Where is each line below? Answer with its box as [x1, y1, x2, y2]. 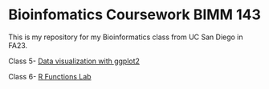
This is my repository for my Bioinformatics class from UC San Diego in [8, 32, 243, 42]
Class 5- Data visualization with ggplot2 [8, 56, 141, 66]
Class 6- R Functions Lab [8, 71, 92, 81]
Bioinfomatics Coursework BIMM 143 [8, 6, 261, 24]
